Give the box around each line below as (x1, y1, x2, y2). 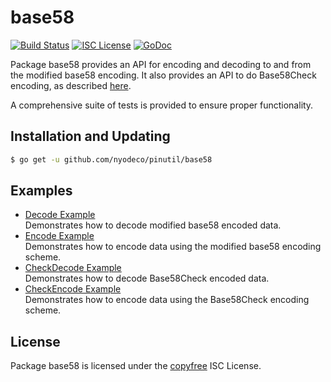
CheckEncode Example (24, 283, 122, 295)
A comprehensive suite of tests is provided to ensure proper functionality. (10, 99, 314, 111)
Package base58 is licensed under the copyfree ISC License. (10, 360, 262, 372)
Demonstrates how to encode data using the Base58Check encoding (24, 294, 310, 306)
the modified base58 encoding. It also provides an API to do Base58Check (10, 69, 317, 81)
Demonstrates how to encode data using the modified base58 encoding (24, 241, 322, 253)
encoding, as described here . (10, 79, 132, 91)
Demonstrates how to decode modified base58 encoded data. (24, 219, 282, 231)
